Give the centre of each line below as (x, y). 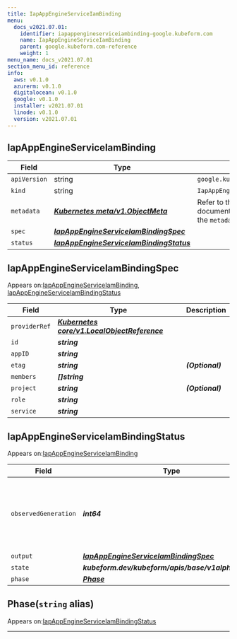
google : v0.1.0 (36, 100)
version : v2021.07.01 (45, 119)
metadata (25, 211)
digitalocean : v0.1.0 (45, 93)
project (24, 388)
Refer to (210, 202)
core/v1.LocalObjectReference (110, 331)
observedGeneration (43, 514)
